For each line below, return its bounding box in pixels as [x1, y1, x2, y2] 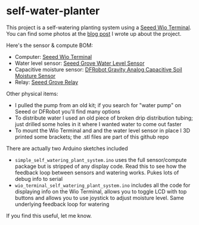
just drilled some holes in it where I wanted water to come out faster [14, 120, 182, 127]
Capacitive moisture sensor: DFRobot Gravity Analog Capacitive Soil [14, 65, 183, 73]
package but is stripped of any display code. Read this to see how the [14, 162, 186, 170]
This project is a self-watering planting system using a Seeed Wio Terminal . [6, 24, 192, 31]
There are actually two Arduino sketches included [6, 145, 128, 152]
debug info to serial [14, 175, 63, 182]
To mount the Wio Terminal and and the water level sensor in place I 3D [14, 127, 191, 134]
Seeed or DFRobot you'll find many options [14, 108, 120, 115]
